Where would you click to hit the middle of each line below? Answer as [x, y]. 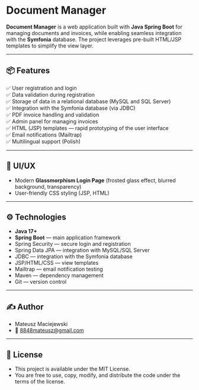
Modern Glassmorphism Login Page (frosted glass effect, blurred [95, 180]
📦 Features [28, 71]
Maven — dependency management [59, 275]
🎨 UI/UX [21, 166]
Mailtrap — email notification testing [59, 269]
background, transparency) [48, 186]
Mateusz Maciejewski [41, 324]
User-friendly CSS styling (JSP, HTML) [62, 193]
